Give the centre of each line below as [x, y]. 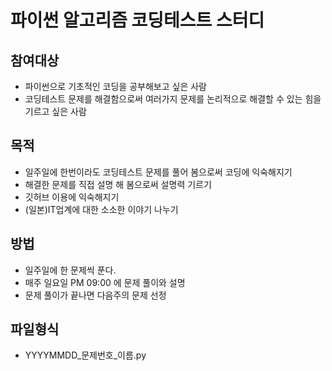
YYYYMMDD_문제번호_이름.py [85, 355]
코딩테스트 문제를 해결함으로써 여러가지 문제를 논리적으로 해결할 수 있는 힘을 [173, 99]
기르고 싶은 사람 [55, 111]
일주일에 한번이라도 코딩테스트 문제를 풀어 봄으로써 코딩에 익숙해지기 [158, 172]
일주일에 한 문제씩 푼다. [70, 270]
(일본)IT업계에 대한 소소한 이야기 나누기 [101, 209]
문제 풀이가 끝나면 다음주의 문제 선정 [95, 295]
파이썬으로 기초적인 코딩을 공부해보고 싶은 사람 [115, 86]
